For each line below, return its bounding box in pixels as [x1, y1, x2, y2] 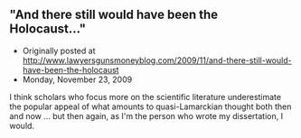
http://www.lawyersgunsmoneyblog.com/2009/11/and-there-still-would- [22, 54, 292, 66]
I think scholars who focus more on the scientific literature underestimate [9, 91, 282, 102]
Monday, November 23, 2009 [22, 74, 133, 85]
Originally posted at [22, 45, 96, 56]
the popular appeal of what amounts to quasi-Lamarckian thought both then [9, 101, 292, 112]
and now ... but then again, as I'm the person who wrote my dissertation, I [9, 110, 283, 121]
